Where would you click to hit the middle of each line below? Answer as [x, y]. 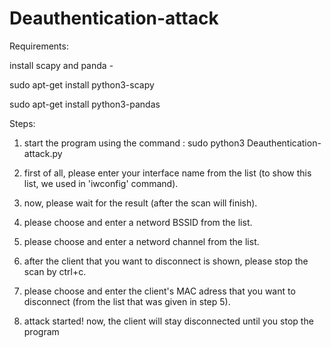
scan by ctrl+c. [55, 271]
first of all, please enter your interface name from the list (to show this [167, 173]
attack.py [43, 153]
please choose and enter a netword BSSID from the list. [138, 222]
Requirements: [39, 46]
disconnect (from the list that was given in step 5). [127, 301]
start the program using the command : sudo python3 [134, 143]
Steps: [22, 123]
